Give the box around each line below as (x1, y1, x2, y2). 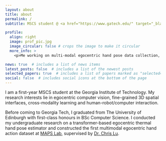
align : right (9, 35, 37, 40)
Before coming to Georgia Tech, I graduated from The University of (5, 109, 142, 115)
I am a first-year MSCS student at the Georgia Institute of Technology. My (5, 90, 155, 95)
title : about (5, 12, 32, 17)
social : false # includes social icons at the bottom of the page (5, 76, 147, 81)
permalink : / (5, 16, 32, 21)
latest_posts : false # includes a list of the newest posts (5, 66, 134, 72)
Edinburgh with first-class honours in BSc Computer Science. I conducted (5, 115, 156, 120)
